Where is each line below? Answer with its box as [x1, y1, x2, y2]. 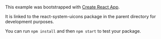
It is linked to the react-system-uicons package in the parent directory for [5, 14, 156, 19]
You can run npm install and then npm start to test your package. [5, 28, 141, 34]
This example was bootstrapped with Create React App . [5, 4, 120, 10]
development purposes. [5, 19, 54, 24]
